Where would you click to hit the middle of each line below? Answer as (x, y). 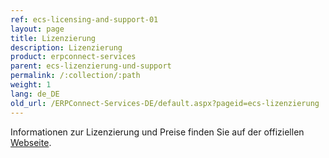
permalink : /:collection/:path (75, 76)
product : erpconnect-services (73, 57)
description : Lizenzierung (66, 47)
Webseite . (31, 142)
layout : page (37, 29)
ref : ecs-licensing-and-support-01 (84, 19)
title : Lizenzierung (53, 38)
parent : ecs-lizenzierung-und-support (91, 66)
